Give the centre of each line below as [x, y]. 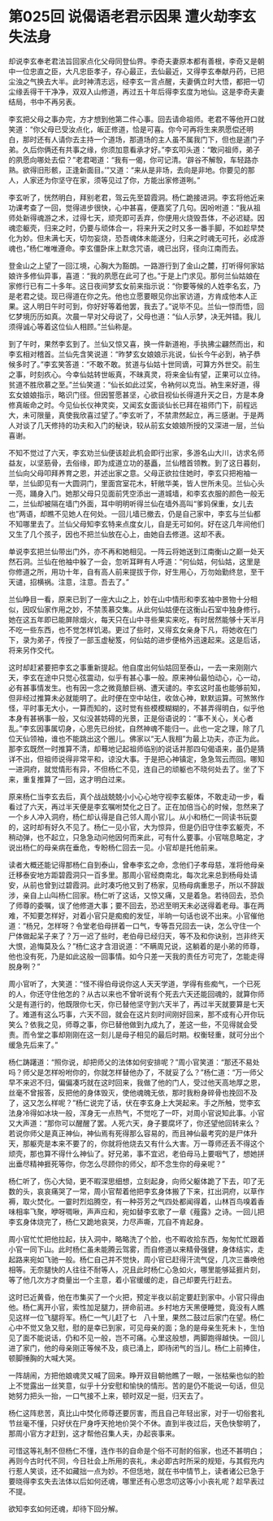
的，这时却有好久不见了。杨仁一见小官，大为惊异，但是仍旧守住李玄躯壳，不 [136, 827]
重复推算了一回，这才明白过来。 [76, 779]
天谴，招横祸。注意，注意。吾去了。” [69, 582]
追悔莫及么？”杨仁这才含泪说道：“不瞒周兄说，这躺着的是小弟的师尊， [147, 946]
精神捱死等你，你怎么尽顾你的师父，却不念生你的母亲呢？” [128, 1164]
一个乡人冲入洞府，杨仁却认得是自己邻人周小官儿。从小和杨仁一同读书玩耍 [133, 817]
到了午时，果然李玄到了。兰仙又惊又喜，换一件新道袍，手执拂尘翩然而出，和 [136, 343]
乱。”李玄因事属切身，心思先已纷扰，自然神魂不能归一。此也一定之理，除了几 [136, 728]
